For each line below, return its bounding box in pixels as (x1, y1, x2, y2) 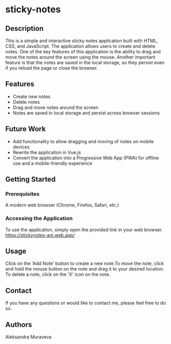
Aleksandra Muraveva (5, 334, 52, 340)
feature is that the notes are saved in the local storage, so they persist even (5, 60, 165, 65)
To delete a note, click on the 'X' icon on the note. (5, 271, 110, 278)
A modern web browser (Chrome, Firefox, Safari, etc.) (5, 202, 119, 208)
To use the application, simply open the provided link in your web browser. (5, 226, 163, 233)
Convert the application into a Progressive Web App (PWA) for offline (12, 155, 159, 161)
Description (5, 24, 44, 33)
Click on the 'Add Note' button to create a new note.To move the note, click (5, 260, 164, 266)
